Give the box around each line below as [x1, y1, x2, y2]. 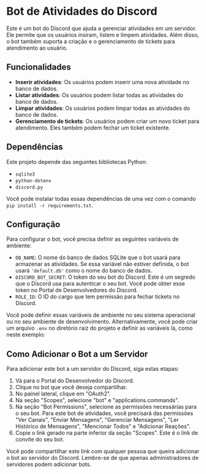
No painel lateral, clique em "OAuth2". [15, 390, 112, 397]
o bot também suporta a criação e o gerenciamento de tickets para [6, 37, 175, 45]
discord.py [15, 184, 44, 190]
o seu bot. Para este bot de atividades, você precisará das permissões [15, 410, 194, 417]
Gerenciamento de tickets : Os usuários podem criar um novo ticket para [15, 117, 200, 125]
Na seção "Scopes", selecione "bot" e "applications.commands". [15, 397, 180, 404]
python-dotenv [15, 177, 51, 184]
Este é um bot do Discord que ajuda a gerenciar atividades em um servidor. [6, 25, 197, 32]
